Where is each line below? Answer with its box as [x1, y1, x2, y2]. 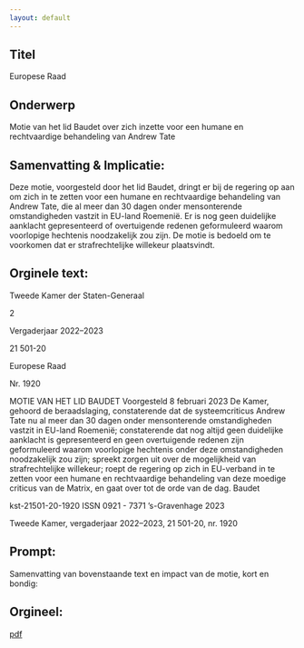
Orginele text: [9, 265, 89, 282]
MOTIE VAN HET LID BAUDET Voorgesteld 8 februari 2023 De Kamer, [9, 395, 270, 406]
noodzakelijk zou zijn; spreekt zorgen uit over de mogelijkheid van [9, 454, 257, 464]
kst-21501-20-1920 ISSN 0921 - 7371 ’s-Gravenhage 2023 [9, 500, 225, 511]
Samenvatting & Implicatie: [9, 157, 165, 173]
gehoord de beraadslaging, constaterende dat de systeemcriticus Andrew [9, 405, 286, 416]
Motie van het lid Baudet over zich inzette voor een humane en [9, 122, 244, 133]
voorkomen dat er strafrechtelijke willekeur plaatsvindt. [9, 240, 215, 251]
